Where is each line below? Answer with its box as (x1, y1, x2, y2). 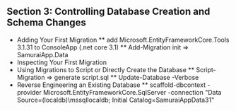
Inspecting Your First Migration (16, 58, 107, 66)
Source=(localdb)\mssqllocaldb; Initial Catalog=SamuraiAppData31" (16, 95, 215, 104)
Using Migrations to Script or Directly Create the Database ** (16, 65, 195, 74)
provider (16, 88, 42, 96)
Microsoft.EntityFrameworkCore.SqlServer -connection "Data (42, 88, 222, 96)
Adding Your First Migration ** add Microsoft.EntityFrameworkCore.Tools (16, 35, 230, 44)
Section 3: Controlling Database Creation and (6, 6, 211, 18)
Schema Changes (6, 17, 86, 29)
